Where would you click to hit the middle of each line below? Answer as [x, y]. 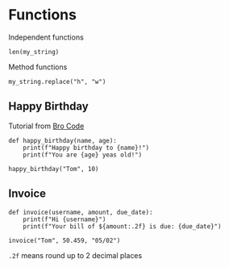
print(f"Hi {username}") [65, 219]
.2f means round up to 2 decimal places [75, 255]
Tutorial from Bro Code [46, 126]
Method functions [38, 67]
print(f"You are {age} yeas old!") [83, 155]
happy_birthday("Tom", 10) [54, 169]
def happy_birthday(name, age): [62, 140]
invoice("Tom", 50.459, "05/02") [65, 240]
